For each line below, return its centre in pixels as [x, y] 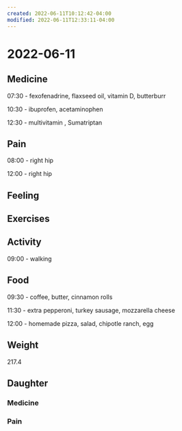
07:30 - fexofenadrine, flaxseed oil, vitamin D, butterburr [87, 96]
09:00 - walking [30, 258]
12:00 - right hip [30, 174]
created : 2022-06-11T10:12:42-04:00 [59, 13]
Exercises [28, 219]
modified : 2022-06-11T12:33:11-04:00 [61, 20]
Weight [23, 345]
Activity [25, 242]
